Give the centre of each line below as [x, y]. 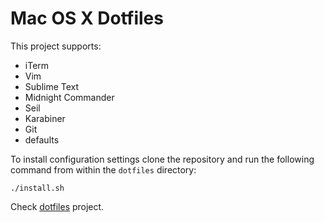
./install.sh [37, 188]
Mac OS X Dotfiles [87, 18]
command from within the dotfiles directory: [103, 169]
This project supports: [56, 46]
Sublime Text [52, 86]
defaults [42, 139]
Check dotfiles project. [57, 206]
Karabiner [45, 118]
